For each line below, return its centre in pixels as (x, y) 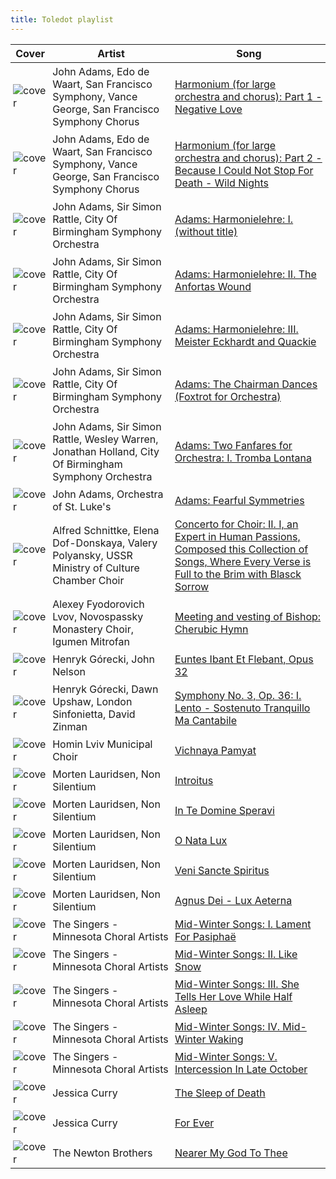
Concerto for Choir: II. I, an (236, 524)
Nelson (69, 671)
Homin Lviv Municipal (102, 744)
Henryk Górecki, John (103, 659)
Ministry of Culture (96, 568)
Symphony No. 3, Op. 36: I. (238, 695)
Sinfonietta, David (94, 714)
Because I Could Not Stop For (244, 170)
